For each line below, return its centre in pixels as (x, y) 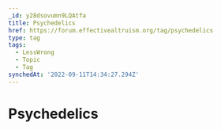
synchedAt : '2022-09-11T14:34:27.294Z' (74, 75)
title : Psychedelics (42, 23)
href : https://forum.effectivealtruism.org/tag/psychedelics (111, 30)
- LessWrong (35, 52)
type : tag (24, 38)
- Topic (28, 60)
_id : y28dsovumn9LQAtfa (47, 15)
